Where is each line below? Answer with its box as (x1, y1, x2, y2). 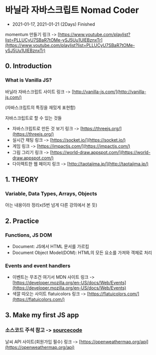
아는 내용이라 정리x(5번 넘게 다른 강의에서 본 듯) (5, 202, 98, 208)
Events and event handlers (5, 262, 71, 269)
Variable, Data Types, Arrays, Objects (5, 190, 97, 197)
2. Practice (5, 216, 39, 225)
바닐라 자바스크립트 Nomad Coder (5, 4, 139, 16)
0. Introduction (5, 62, 52, 70)
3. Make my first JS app (5, 310, 79, 319)
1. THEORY (5, 175, 39, 184)
